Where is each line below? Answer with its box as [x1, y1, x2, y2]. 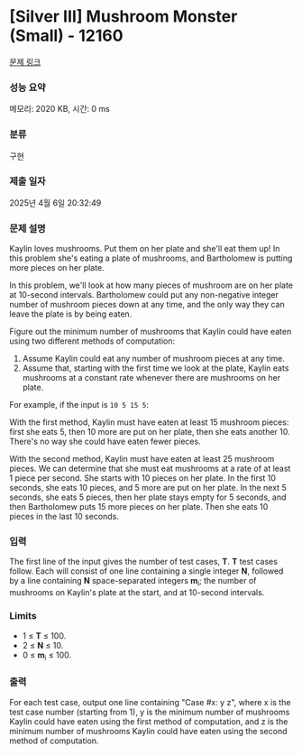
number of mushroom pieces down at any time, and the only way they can [9, 299, 286, 310]
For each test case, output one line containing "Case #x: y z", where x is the [9, 696, 291, 707]
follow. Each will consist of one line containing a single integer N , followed [9, 566, 284, 576]
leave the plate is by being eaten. [9, 308, 133, 319]
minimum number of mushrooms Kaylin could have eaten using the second [9, 725, 288, 736]
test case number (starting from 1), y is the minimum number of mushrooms [9, 706, 290, 717]
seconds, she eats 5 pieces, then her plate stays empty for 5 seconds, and [9, 492, 287, 502]
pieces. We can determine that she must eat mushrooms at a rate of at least [9, 463, 291, 474]
